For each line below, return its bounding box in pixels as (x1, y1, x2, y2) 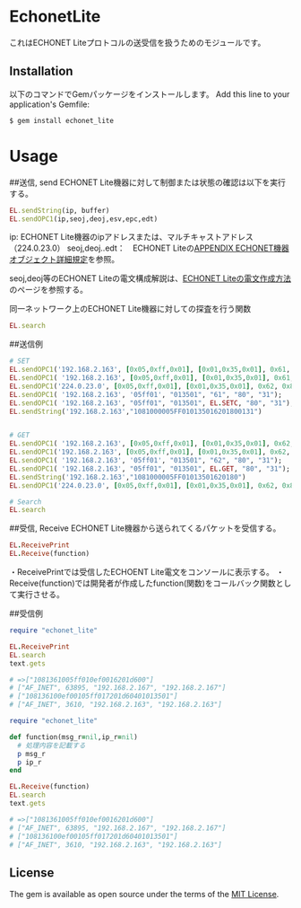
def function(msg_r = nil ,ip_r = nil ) (9, 732, 139, 742)
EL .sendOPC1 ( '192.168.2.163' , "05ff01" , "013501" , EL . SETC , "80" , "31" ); (9, 398, 295, 408)
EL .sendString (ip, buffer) (9, 206, 110, 215)
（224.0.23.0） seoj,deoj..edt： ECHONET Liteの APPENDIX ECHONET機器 (9, 242, 289, 253)
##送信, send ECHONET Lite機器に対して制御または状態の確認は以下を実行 (9, 177, 287, 188)
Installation (9, 64, 73, 79)
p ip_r (17, 757, 42, 767)
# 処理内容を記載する (17, 741, 86, 750)
